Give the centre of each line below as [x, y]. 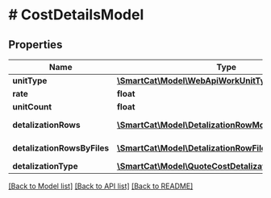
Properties [35, 45]
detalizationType [45, 166]
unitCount [32, 107]
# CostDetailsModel [76, 15]
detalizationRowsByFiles [61, 148]
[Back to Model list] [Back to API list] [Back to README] [101, 186]
